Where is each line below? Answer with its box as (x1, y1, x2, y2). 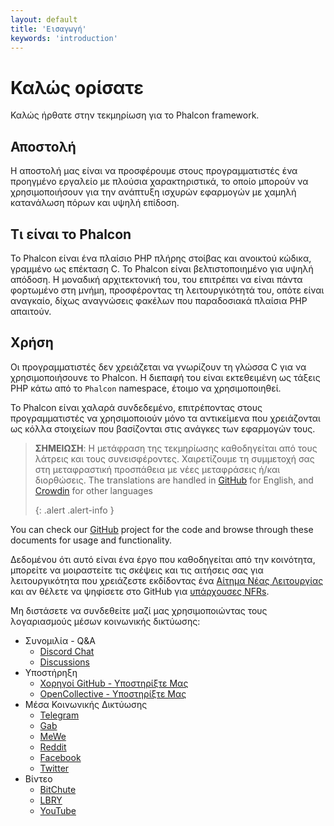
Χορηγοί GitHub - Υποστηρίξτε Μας (39, 677, 189, 689)
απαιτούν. (10, 305, 52, 317)
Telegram (39, 709, 80, 721)
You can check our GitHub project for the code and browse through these (10, 523, 314, 535)
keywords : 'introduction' (10, 33, 118, 43)
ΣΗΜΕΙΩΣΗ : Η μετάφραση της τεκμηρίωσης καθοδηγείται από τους (34, 442, 318, 454)
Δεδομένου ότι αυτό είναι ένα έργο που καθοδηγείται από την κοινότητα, (10, 553, 316, 565)
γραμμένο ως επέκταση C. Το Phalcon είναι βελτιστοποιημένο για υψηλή (10, 262, 314, 275)
